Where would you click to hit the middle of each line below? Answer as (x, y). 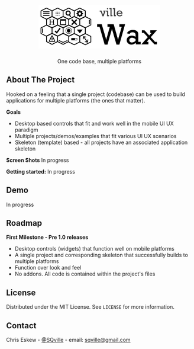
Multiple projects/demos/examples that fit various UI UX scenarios (96, 136)
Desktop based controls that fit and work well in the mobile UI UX (94, 123)
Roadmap (24, 223)
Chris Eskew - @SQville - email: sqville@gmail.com (69, 340)
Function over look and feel (48, 268)
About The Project (41, 80)
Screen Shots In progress (38, 160)
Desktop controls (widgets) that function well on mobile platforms (94, 249)
